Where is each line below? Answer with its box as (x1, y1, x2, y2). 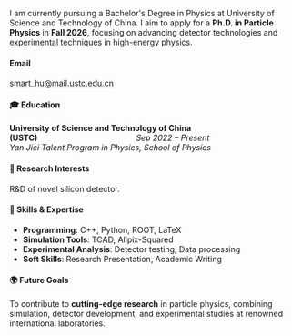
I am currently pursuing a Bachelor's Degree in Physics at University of (9, 8, 275, 18)
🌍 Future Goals (9, 275, 69, 286)
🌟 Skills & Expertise (9, 204, 84, 215)
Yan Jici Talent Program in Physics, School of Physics (9, 142, 212, 153)
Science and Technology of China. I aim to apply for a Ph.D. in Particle (9, 17, 275, 28)
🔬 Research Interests (9, 163, 90, 174)
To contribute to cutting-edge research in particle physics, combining (9, 299, 273, 310)
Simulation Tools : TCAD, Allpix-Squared (22, 234, 175, 245)
